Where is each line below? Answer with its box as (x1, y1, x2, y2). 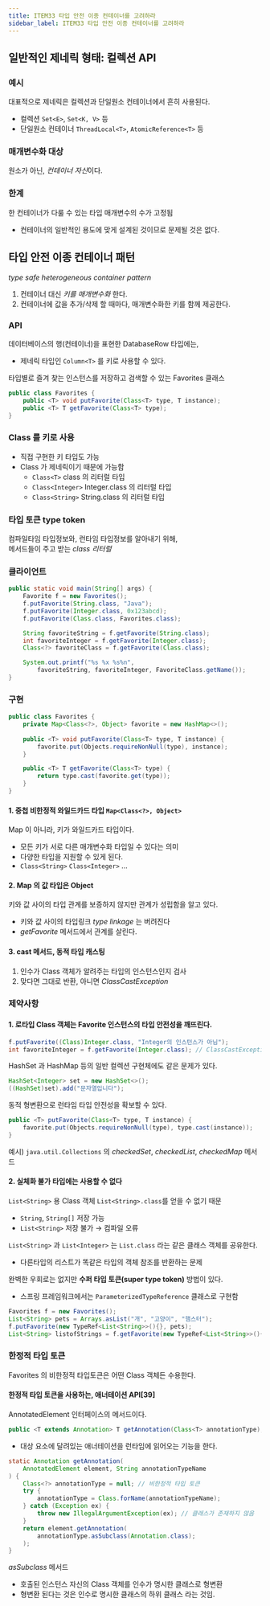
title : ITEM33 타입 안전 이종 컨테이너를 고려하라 (8, 11, 156, 20)
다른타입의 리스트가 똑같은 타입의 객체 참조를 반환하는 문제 (19, 1257, 203, 1267)
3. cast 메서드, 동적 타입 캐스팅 (8, 946, 106, 957)
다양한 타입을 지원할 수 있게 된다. (19, 852, 123, 862)
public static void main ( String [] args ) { (8, 584, 153, 593)
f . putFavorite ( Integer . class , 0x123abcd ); (22, 607, 167, 615)
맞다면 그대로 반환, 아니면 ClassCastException (19, 976, 169, 985)
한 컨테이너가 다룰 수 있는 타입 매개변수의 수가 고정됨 (8, 207, 174, 217)
